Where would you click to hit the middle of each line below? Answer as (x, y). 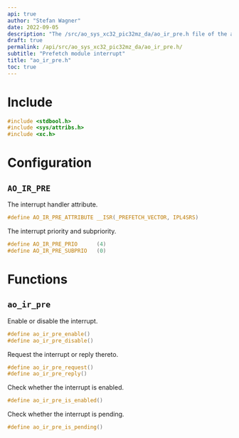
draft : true (25, 41)
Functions (37, 279)
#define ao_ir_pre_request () (51, 367)
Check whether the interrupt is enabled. (66, 387)
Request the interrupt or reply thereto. (63, 354)
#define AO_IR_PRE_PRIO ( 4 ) (57, 244)
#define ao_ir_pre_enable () (49, 334)
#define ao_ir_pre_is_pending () (55, 427)
